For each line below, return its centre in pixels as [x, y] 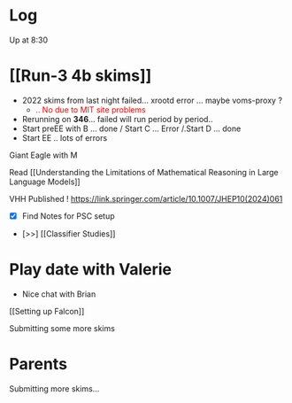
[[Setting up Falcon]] [47, 311]
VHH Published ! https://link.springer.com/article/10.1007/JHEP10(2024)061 [146, 198]
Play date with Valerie [91, 270]
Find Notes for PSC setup [68, 216]
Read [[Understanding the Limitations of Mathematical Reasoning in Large [144, 172]
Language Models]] [45, 182]
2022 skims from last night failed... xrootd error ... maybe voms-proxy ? [152, 100]
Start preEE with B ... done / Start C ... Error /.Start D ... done [131, 128]
